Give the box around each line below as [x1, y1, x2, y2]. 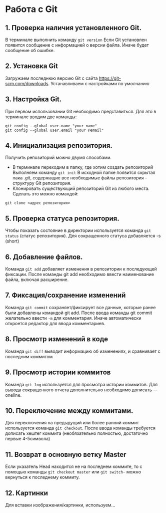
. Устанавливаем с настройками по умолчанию [48, 80, 150, 86]
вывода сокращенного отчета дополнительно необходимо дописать [5, 387, 152, 393]
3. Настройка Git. [5, 95, 62, 104]
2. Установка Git [5, 62, 58, 71]
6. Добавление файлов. [5, 252, 83, 261]
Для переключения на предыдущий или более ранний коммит [5, 420, 139, 426]
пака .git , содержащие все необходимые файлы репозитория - [12, 175, 147, 181]
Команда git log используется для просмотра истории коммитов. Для [5, 381, 158, 387]
